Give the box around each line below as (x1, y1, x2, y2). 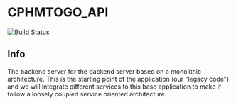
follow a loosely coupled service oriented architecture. (7, 89, 167, 98)
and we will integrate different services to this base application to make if (7, 82, 222, 91)
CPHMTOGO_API (7, 4, 109, 21)
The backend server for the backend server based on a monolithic (7, 67, 201, 75)
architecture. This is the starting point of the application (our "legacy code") (7, 74, 230, 83)
